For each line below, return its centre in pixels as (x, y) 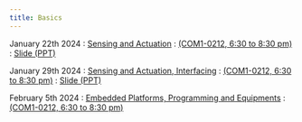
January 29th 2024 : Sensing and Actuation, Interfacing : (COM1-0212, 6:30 (151, 70)
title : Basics (36, 18)
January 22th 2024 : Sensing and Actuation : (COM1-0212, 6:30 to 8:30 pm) (151, 43)
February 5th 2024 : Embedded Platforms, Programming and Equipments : (148, 98)
